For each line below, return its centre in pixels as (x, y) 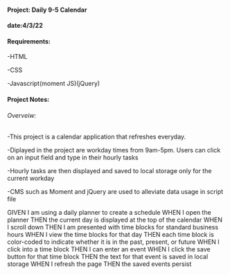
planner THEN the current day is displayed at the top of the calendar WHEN (115, 220)
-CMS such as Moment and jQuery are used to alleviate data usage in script (115, 192)
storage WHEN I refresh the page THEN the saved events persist (99, 264)
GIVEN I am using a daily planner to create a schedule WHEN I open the (109, 213)
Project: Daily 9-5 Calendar (47, 10)
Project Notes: (28, 99)
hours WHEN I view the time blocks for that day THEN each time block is (111, 235)
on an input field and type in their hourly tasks (73, 158)
